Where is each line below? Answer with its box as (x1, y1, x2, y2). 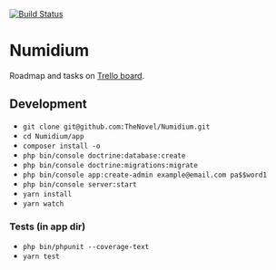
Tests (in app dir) (9, 220, 86, 233)
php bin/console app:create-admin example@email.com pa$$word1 (22, 170, 268, 179)
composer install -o (22, 141, 101, 150)
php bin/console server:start (22, 179, 138, 189)
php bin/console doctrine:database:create (22, 150, 186, 160)
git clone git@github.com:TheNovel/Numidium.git (22, 122, 211, 131)
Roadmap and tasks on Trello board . (9, 70, 145, 81)
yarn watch (22, 199, 64, 208)
